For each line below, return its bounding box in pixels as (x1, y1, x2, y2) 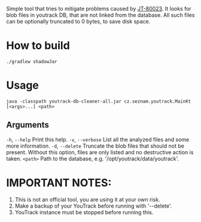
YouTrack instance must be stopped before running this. (14, 208, 154, 215)
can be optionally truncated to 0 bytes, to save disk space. (6, 18, 151, 25)
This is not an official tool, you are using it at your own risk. (14, 196, 160, 203)
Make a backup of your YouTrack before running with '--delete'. (14, 202, 172, 209)
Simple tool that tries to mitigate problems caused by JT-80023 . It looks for (6, 5, 191, 12)
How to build (6, 39, 70, 53)
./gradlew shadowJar (6, 58, 58, 65)
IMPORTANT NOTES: (6, 176, 112, 190)
